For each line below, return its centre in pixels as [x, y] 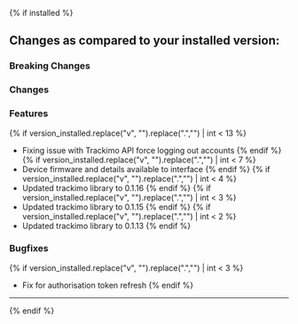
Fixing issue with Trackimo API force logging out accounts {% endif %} [152, 150]
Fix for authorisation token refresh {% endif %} [108, 285]
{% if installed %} [41, 13]
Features [29, 114]
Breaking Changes [50, 66]
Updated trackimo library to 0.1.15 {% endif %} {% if [116, 207]
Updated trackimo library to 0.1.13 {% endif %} [106, 225]
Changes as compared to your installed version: [145, 40]
